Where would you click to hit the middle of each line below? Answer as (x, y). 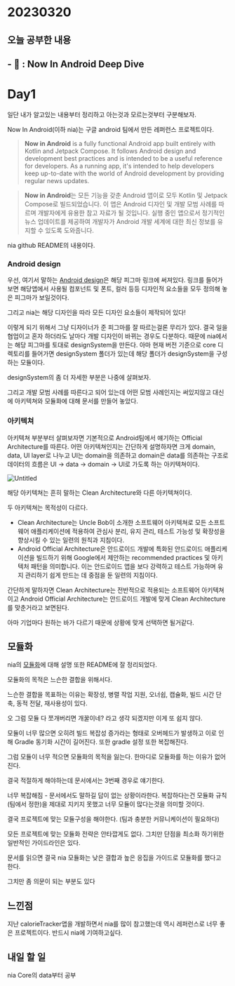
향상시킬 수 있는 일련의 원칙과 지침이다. (71, 540)
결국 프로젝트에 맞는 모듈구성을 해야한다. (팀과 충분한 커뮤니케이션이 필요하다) (113, 819)
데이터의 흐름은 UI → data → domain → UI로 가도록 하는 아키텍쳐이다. (103, 464)
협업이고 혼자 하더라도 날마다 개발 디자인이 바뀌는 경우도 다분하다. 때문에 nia (112, 336)
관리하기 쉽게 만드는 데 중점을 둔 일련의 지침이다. (91, 575)
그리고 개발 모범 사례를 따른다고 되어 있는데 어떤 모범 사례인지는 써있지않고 (109, 392)
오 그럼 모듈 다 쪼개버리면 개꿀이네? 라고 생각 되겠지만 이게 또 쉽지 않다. (105, 718)
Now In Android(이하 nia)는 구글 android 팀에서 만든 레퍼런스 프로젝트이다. (110, 129)
